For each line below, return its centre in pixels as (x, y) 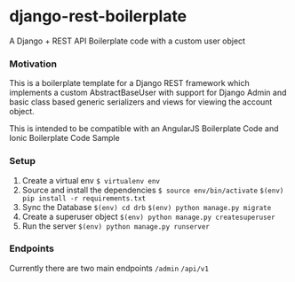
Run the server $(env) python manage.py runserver (116, 226)
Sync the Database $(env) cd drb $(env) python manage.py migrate (147, 207)
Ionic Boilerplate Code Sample (64, 138)
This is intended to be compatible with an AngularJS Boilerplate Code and (144, 129)
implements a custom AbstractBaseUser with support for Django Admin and (148, 93)
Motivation (33, 64)
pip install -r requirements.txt (84, 198)
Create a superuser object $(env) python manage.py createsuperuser (148, 216)
